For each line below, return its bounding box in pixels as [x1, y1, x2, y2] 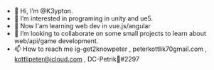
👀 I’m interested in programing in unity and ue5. [14, 14, 154, 23]
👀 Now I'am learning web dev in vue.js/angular [14, 22, 151, 30]
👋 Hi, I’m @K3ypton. [14, 7, 73, 15]
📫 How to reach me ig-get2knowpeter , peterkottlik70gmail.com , [14, 45, 208, 53]
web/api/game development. [14, 37, 99, 45]
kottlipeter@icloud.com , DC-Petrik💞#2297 [14, 55, 140, 63]
